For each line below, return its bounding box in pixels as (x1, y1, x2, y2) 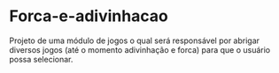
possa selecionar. (9, 54, 74, 64)
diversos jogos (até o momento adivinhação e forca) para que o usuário (9, 44, 271, 55)
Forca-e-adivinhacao (9, 6, 168, 26)
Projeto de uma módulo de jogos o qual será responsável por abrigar (9, 35, 260, 46)
